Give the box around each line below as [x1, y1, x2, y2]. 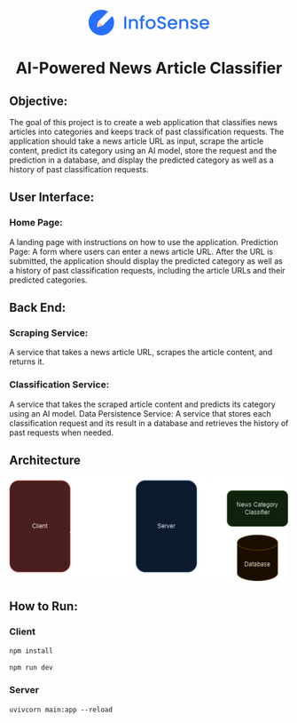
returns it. [9, 356, 45, 367]
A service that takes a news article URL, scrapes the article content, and [9, 347, 273, 358]
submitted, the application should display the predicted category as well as [9, 255, 284, 266]
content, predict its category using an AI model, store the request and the [9, 146, 277, 155]
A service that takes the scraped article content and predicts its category [9, 399, 277, 409]
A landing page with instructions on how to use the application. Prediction [9, 236, 278, 247]
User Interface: [9, 190, 95, 205]
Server [9, 684, 40, 696]
